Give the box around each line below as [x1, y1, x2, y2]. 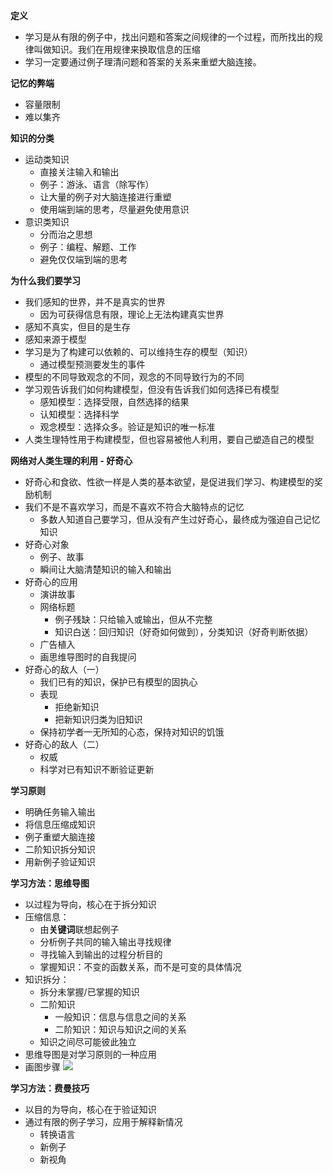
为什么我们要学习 [10, 275, 81, 286]
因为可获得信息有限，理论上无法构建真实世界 [39, 309, 225, 320]
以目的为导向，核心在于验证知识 [24, 1104, 157, 1115]
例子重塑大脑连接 [24, 831, 96, 843]
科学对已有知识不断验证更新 [39, 764, 155, 775]
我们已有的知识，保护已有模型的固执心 [39, 676, 198, 688]
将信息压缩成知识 [24, 819, 96, 830]
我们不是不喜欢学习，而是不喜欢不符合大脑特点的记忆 [24, 501, 245, 513]
